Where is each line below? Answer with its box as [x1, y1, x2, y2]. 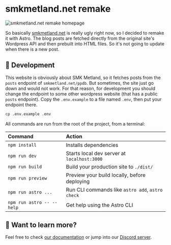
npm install [8, 142, 37, 148]
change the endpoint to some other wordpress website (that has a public [5, 90, 158, 97]
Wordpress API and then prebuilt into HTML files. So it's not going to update [5, 40, 164, 46]
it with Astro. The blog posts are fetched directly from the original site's [5, 35, 155, 41]
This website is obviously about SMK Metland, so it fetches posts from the [5, 75, 161, 81]
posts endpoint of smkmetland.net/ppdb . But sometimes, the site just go [5, 80, 154, 86]
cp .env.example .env [5, 111, 51, 116]
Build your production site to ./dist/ [66, 163, 153, 170]
